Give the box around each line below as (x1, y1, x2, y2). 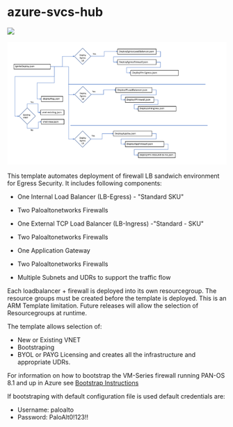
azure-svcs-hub (7, 4, 103, 20)
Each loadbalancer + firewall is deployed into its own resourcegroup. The (7, 287, 217, 295)
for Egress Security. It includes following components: (7, 179, 162, 187)
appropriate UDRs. (17, 358, 71, 367)
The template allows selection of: (7, 322, 102, 330)
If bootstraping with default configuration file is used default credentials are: (7, 392, 225, 401)
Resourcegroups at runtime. (7, 309, 88, 317)
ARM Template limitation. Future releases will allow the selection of (7, 301, 199, 310)
